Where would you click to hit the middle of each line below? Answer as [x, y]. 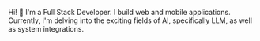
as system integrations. [46, 29]
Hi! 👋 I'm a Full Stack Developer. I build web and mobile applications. [119, 12]
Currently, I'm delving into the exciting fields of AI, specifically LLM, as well [130, 20]
